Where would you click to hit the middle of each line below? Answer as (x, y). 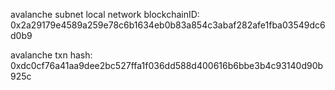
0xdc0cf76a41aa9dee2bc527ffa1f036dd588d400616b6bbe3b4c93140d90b (167, 65)
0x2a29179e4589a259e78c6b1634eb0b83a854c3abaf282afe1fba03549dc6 (168, 25)
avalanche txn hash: (51, 55)
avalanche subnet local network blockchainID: (105, 14)
